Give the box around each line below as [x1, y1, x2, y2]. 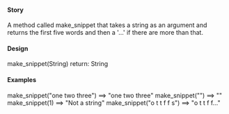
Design [7, 44, 29, 52]
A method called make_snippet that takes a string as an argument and [7, 21, 207, 29]
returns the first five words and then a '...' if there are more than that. [7, 28, 204, 37]
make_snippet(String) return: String [7, 60, 109, 68]
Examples [7, 76, 37, 83]
